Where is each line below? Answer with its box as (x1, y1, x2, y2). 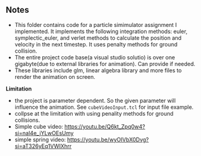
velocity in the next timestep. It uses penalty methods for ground (14, 40, 178, 48)
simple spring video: (14, 136, 66, 143)
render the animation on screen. (14, 73, 96, 80)
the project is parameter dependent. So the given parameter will (14, 97, 176, 104)
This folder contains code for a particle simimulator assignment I (14, 21, 177, 28)
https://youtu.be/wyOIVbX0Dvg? (67, 136, 149, 143)
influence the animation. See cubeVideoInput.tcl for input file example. (14, 103, 194, 111)
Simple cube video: (14, 122, 64, 130)
